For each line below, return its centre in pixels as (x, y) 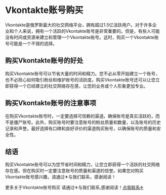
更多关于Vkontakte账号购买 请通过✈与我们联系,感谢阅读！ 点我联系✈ (74, 188)
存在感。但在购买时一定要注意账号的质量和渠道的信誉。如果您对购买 (74, 171)
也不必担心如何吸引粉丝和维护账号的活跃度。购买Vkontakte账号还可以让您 (80, 79)
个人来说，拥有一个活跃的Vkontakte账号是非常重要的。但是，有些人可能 (87, 31)
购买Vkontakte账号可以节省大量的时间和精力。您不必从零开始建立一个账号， (83, 73)
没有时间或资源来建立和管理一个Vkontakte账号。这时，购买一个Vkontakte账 (82, 37)
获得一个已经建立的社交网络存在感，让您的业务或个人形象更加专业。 (79, 86)
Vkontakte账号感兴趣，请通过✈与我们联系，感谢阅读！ (61, 177)
